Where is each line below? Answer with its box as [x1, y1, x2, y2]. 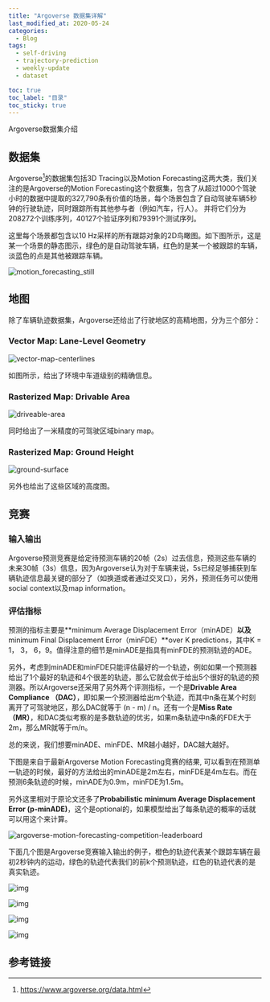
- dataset [15, 72, 48, 80]
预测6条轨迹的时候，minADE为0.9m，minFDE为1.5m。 [8, 777, 188, 787]
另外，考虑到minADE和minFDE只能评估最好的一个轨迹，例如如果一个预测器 [8, 662, 257, 672]
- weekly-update [15, 64, 70, 72]
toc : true [8, 86, 42, 94]
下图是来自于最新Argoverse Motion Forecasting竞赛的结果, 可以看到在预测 [8, 757, 254, 767]
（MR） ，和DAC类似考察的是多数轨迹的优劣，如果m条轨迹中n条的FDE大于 [8, 713, 252, 723]
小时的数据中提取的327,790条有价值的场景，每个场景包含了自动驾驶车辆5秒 [8, 193, 257, 203]
